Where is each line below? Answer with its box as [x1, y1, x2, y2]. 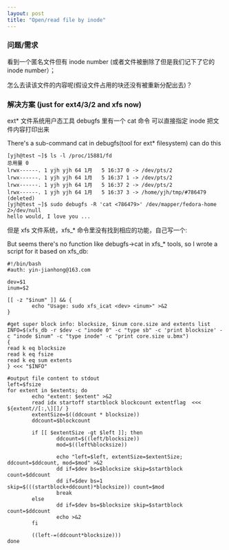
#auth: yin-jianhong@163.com [7, 267, 91, 274]
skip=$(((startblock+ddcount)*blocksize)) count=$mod [7, 484, 165, 491]
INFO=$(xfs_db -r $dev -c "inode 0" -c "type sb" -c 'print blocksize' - [7, 327, 223, 334]
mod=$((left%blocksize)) [56, 442, 128, 449]
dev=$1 [7, 278, 26, 286]
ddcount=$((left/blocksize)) [56, 436, 140, 442]
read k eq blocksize [7, 345, 67, 352]
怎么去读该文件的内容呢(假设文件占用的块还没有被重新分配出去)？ [7, 81, 193, 89]
